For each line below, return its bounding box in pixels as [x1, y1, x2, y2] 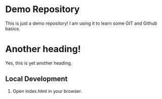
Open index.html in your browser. [12, 88, 82, 94]
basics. [5, 25, 20, 31]
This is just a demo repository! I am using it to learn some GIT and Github [5, 20, 157, 26]
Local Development [5, 75, 68, 83]
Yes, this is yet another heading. [5, 60, 72, 66]
